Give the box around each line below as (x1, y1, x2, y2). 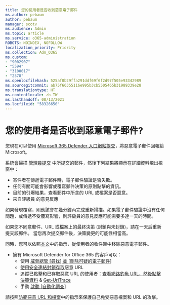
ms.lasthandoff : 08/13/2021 (5, 97, 65, 102)
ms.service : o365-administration (5, 36, 76, 41)
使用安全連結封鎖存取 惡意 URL (20, 264, 83, 271)
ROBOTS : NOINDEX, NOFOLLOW (5, 41, 62, 46)
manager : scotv (5, 21, 37, 27)
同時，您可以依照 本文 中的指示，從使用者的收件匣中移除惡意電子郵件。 (5, 241, 152, 247)
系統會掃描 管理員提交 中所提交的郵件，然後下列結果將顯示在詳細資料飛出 (5, 160, 158, 166)
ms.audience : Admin (5, 26, 47, 31)
